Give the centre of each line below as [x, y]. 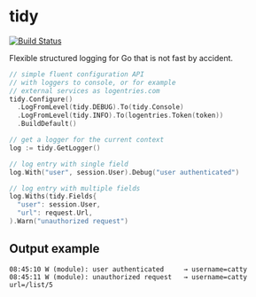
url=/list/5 [31, 285]
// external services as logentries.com [85, 90]
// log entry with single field [69, 164]
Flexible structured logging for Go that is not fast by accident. [121, 58]
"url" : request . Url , [55, 213]
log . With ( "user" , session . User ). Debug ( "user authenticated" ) [124, 172]
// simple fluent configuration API [77, 74]
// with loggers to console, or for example [93, 82]
